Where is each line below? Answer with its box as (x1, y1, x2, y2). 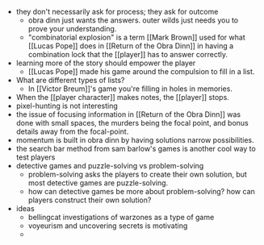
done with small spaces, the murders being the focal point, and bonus (15, 118, 249, 127)
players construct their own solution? (27, 195, 152, 205)
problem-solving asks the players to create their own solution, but (27, 169, 248, 179)
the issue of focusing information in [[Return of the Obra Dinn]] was (15, 110, 241, 119)
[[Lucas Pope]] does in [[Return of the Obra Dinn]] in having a (27, 41, 234, 51)
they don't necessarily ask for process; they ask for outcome (15, 7, 219, 16)
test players (15, 152, 56, 162)
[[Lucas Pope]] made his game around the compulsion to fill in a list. (27, 67, 255, 76)
